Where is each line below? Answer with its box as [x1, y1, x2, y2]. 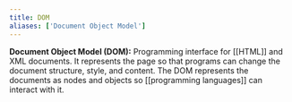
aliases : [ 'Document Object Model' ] [9, 21, 146, 30]
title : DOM [9, 13, 50, 22]
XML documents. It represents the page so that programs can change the [9, 55, 280, 66]
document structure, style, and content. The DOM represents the [9, 64, 249, 76]
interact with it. [9, 84, 64, 95]
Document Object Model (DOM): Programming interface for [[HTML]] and [9, 46, 284, 56]
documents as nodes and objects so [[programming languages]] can [9, 74, 262, 85]
